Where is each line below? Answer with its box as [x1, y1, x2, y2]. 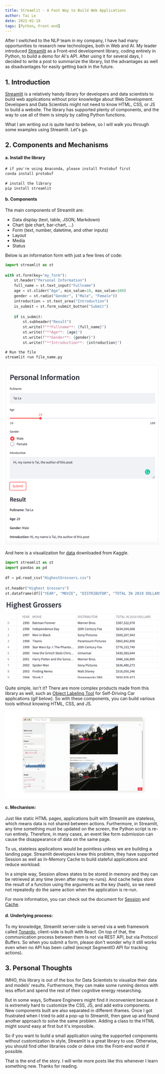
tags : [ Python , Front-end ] [5, 24, 60, 29]
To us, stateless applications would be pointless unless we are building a [5, 846, 152, 852]
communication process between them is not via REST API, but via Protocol [5, 934, 158, 940]
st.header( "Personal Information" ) [14, 278, 87, 283]
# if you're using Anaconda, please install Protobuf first [5, 166, 131, 171]
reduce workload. [5, 861, 41, 867]
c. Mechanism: [5, 805, 36, 810]
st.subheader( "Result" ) [23, 320, 71, 325]
